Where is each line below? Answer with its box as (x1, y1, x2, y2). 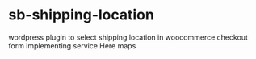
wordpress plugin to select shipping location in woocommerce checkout (8, 32, 249, 42)
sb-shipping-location (8, 6, 155, 24)
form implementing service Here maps (8, 40, 136, 50)
